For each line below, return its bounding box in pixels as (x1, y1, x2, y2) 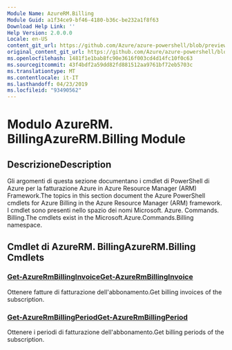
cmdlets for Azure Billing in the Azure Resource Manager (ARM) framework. (7, 199, 222, 207)
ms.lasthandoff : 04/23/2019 (7, 81, 88, 87)
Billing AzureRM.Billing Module (7, 132, 186, 147)
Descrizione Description (7, 158, 112, 170)
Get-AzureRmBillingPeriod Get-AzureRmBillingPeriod (7, 312, 188, 322)
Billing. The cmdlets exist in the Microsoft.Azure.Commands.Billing (7, 214, 194, 222)
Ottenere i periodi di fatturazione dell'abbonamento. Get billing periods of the (7, 328, 224, 336)
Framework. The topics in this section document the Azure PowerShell (7, 192, 206, 200)
